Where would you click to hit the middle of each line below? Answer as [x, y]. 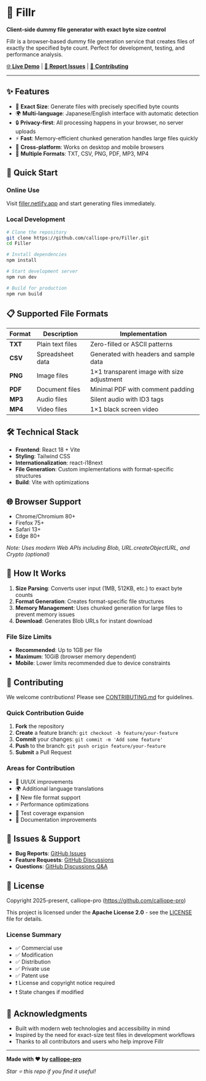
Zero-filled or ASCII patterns [131, 344]
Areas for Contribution [41, 768]
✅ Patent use [32, 976]
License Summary [34, 935]
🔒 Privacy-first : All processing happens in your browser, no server [99, 123]
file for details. [25, 919]
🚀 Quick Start [32, 173]
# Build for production [37, 288]
